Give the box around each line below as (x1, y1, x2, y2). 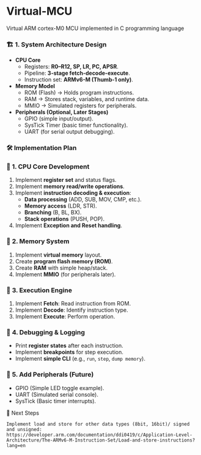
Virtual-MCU (6, 4, 73, 18)
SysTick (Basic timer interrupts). (15, 397, 97, 405)
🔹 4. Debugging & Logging (6, 328, 86, 336)
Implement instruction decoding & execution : (15, 189, 131, 197)
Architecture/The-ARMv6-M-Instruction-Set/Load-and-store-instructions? (6, 437, 196, 443)
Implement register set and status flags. (15, 176, 117, 184)
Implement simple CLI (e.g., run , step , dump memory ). (15, 355, 145, 363)
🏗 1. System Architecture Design (6, 40, 107, 48)
